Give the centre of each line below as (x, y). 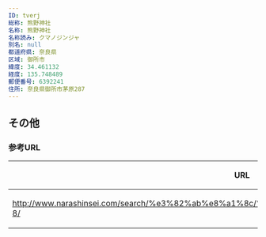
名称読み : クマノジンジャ (44, 38)
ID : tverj (25, 15)
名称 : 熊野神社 (30, 30)
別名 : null (25, 45)
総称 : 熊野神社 (30, 23)
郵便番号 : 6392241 (36, 81)
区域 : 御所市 (27, 60)
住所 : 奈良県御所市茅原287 (47, 89)
